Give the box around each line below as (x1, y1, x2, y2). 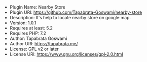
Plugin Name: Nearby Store (9, 4, 66, 10)
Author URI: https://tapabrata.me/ (9, 41, 78, 46)
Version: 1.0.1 (9, 20, 36, 26)
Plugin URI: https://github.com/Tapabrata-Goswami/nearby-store (9, 9, 142, 15)
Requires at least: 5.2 (9, 25, 53, 31)
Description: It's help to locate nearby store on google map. (9, 15, 131, 20)
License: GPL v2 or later (9, 46, 59, 52)
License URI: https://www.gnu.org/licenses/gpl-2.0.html (9, 51, 123, 57)
